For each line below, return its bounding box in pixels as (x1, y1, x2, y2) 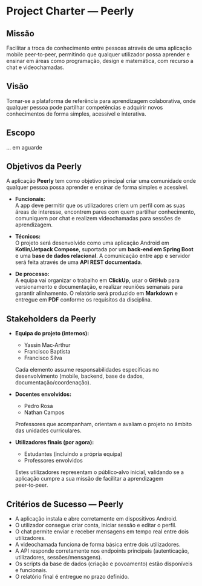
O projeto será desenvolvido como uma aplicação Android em (15, 239, 169, 246)
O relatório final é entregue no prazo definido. (15, 573, 129, 581)
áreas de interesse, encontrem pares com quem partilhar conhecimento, (15, 208, 196, 216)
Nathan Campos (24, 409, 65, 416)
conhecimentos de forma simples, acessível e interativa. (6, 110, 146, 117)
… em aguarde (6, 143, 42, 151)
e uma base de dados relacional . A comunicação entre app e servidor (15, 252, 191, 260)
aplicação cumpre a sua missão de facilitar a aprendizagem (15, 475, 164, 482)
